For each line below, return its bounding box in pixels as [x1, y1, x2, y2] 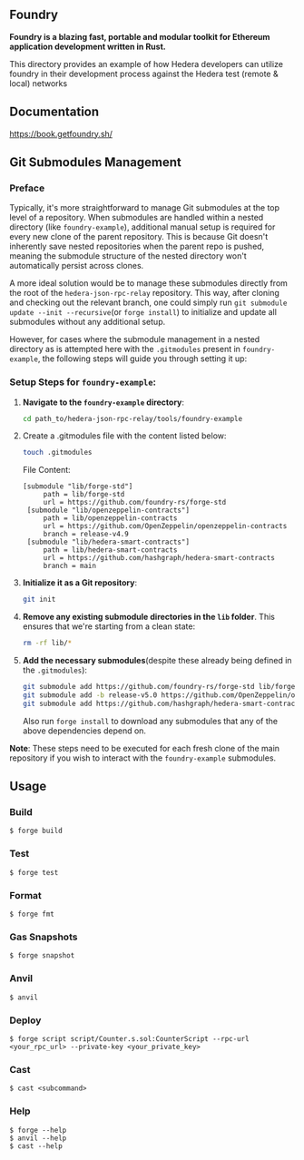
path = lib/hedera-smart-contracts [43, 546, 178, 555]
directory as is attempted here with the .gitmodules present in [9, 344, 240, 355]
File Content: [22, 465, 71, 476]
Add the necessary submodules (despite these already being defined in [22, 655, 292, 666]
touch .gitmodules [22, 448, 93, 457]
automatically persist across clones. [9, 261, 144, 271]
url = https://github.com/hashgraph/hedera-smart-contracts [43, 554, 275, 563]
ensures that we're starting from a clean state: [22, 621, 196, 632]
